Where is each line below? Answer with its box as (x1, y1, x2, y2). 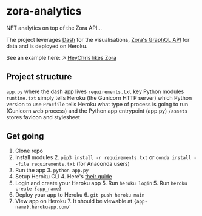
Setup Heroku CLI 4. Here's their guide (15, 172, 112, 180)
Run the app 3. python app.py (15, 166, 89, 174)
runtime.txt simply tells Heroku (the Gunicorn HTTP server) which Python (6, 94, 192, 101)
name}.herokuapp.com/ (15, 204, 70, 210)
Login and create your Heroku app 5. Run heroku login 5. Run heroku (15, 179, 187, 186)
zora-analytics (6, 4, 82, 18)
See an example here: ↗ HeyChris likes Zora (6, 54, 117, 61)
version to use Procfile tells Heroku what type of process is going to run (6, 100, 189, 108)
